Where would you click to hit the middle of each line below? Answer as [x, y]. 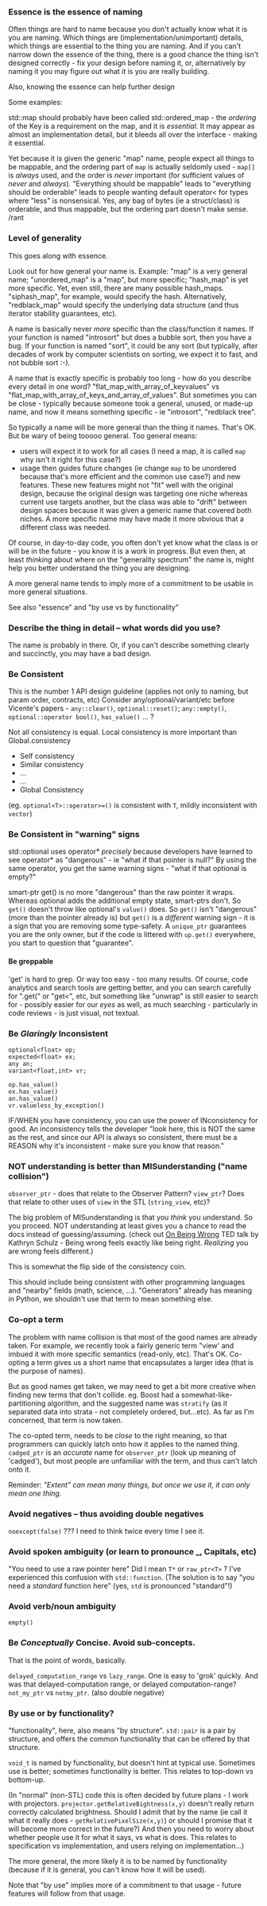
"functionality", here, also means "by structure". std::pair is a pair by [122, 1731]
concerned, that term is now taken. [66, 1420]
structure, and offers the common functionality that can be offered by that [129, 1739]
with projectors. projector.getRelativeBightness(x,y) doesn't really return [131, 1803]
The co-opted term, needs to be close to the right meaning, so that [118, 1435]
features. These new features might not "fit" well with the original [126, 484]
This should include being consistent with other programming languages [127, 1282]
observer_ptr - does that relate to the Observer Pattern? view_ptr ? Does [126, 1194]
